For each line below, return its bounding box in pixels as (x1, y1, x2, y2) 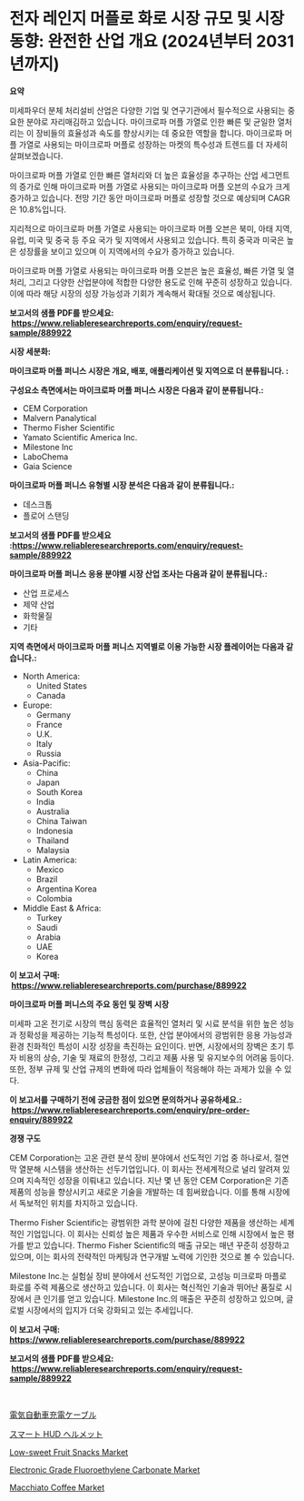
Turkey (35, 912, 63, 923)
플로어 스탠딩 (22, 510, 70, 521)
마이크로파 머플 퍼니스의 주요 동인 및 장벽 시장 (9, 998, 170, 1010)
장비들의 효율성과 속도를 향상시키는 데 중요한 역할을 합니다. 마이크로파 (35, 127, 283, 138)
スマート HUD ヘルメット (9, 1428, 103, 1439)
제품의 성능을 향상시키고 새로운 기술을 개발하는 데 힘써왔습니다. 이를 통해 (9, 1186, 266, 1197)
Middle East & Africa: (22, 902, 102, 913)
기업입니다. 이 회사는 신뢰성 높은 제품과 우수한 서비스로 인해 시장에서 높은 (25, 1228, 286, 1239)
